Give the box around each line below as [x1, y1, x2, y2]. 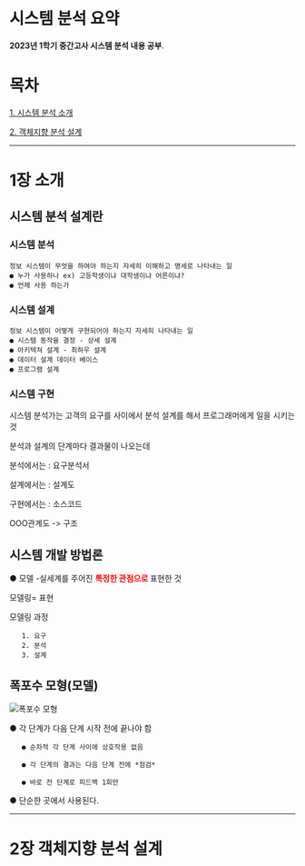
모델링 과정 [9, 612, 49, 622]
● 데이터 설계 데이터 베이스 [9, 355, 99, 364]
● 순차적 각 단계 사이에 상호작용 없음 [21, 742, 143, 752]
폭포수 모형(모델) [9, 678, 99, 693]
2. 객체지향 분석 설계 [9, 126, 83, 137]
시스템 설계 [9, 304, 55, 316]
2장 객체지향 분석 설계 [9, 839, 163, 860]
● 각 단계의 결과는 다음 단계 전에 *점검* [21, 760, 156, 769]
